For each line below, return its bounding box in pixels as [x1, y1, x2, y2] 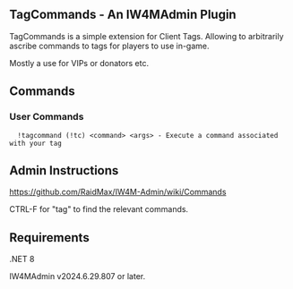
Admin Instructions [9, 163, 119, 178]
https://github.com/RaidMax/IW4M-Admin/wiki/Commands [9, 187, 227, 198]
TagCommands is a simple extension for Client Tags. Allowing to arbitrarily [9, 30, 284, 41]
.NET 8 [9, 254, 35, 265]
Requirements [9, 230, 90, 245]
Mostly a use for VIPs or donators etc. [9, 57, 150, 68]
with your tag [9, 139, 63, 148]
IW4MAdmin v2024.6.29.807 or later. [9, 271, 146, 282]
